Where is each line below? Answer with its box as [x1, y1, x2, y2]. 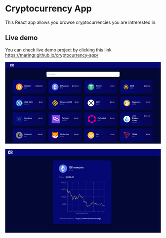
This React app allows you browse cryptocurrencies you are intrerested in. [5, 19, 157, 25]
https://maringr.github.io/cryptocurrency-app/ [5, 52, 99, 58]
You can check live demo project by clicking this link [5, 47, 112, 52]
